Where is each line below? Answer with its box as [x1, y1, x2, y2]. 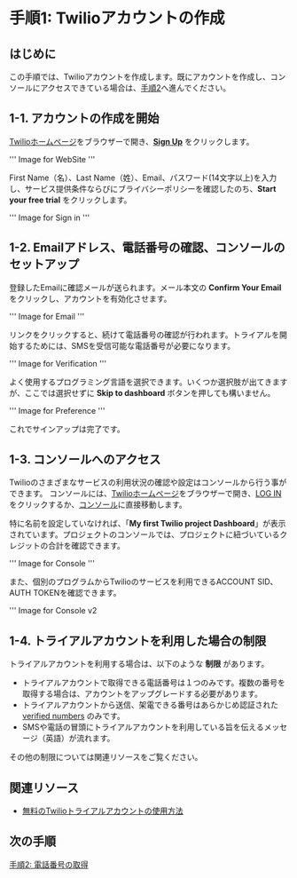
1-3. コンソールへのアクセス [9, 452, 161, 467]
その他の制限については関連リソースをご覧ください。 [9, 752, 203, 763]
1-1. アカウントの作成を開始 [9, 111, 160, 126]
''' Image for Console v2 [9, 605, 98, 616]
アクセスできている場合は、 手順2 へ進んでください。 [39, 83, 231, 93]
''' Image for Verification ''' [9, 358, 107, 368]
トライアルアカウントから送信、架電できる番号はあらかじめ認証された [21, 700, 279, 710]
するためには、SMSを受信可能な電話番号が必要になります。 [16, 340, 236, 351]
